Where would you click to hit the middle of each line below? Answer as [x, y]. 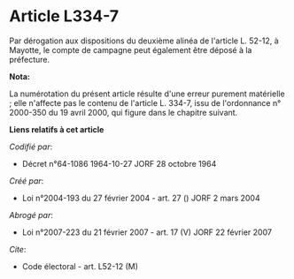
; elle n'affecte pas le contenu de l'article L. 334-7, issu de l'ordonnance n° [145, 102]
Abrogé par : [31, 215]
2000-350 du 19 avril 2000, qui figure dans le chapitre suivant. [124, 112]
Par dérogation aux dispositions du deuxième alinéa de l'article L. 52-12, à [144, 41]
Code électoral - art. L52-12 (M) [80, 266]
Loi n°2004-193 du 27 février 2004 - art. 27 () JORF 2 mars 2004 [141, 198]
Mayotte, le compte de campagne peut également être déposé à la [131, 49]
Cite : [18, 249]
